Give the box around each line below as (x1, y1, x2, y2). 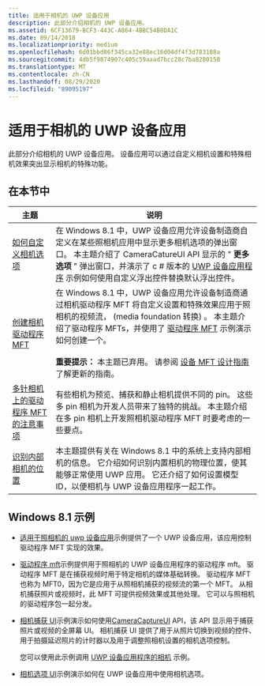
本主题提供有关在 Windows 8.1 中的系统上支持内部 (55, 446, 243, 457)
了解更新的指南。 (55, 368, 120, 379)
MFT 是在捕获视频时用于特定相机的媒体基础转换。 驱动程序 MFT (42, 569, 251, 579)
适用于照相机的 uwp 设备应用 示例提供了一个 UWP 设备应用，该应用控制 (19, 533, 252, 542)
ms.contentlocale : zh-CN (8, 70, 90, 78)
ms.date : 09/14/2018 (8, 33, 77, 42)
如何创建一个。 (55, 335, 112, 346)
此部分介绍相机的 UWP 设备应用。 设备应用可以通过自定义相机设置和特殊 (8, 149, 244, 159)
